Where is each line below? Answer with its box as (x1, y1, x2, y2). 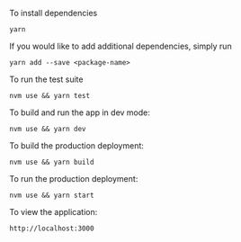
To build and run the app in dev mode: (9, 107, 151, 118)
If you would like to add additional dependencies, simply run (9, 40, 232, 51)
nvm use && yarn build (9, 157, 94, 166)
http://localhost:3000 (9, 224, 94, 233)
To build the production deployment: (9, 140, 144, 151)
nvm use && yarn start (9, 191, 94, 200)
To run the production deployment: (9, 174, 138, 184)
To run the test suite (9, 74, 84, 85)
